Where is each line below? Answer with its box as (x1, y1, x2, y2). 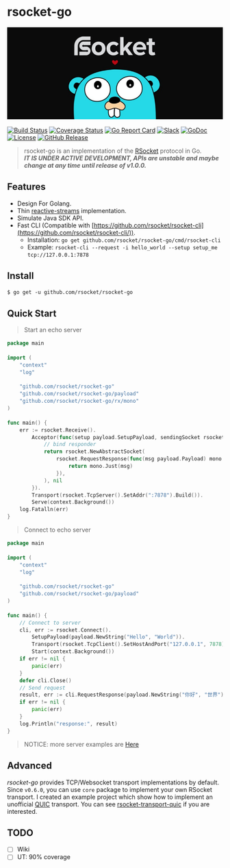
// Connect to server (19, 619, 81, 626)
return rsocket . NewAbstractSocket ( (43, 448, 146, 456)
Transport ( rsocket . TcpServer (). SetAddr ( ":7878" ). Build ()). (31, 491, 204, 499)
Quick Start (7, 308, 57, 319)
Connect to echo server (23, 525, 91, 534)
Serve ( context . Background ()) (31, 499, 115, 506)
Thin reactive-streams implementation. (16, 206, 127, 214)
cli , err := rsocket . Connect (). (19, 626, 112, 634)
